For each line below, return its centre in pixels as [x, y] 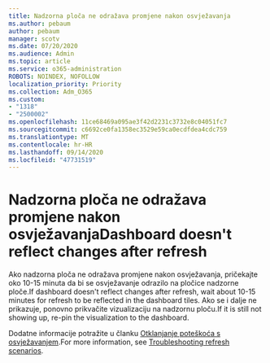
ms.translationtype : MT [49, 137]
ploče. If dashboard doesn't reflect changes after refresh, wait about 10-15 [132, 292]
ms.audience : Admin [41, 54]
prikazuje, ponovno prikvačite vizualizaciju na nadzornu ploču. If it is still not [135, 309]
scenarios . [26, 351]
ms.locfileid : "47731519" [52, 160]
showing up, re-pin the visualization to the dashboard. [99, 317]
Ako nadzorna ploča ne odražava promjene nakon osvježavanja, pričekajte [133, 274]
